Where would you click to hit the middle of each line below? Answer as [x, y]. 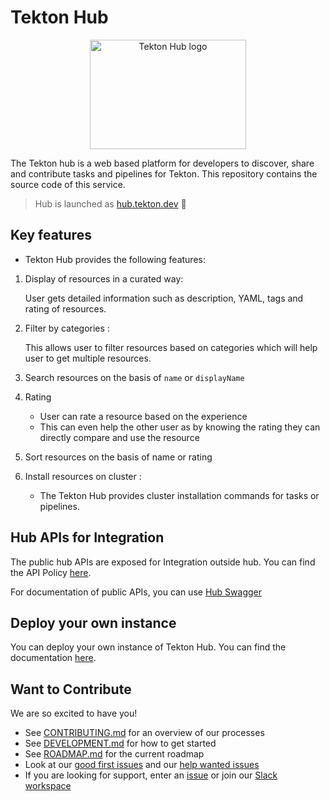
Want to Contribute [71, 689]
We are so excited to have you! [74, 713]
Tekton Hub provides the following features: [115, 259]
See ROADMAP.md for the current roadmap [114, 754]
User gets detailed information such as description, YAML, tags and [164, 298]
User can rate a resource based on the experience [143, 416]
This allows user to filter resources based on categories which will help [171, 347]
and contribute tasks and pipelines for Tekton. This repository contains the [164, 173]
